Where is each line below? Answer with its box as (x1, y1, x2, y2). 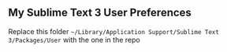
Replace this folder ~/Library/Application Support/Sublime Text (8, 26, 219, 36)
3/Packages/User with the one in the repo (8, 35, 140, 44)
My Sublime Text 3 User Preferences (8, 6, 192, 19)
